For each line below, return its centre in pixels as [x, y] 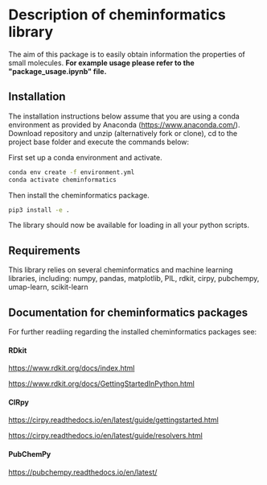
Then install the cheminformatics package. [79, 195]
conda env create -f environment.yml [72, 172]
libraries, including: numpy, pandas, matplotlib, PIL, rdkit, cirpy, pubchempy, [134, 279]
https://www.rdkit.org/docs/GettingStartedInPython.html [101, 383]
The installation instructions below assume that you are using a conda [124, 116]
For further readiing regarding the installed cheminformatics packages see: [133, 332]
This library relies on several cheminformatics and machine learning [121, 270]
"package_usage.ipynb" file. [58, 71]
